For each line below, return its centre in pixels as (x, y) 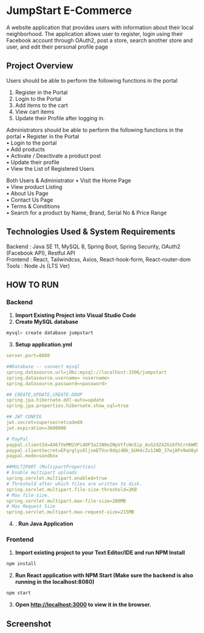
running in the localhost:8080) (55, 582)
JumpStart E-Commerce (69, 11)
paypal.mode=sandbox (32, 456)
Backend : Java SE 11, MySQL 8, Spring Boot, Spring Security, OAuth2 (93, 246)
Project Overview (40, 66)
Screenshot (29, 624)
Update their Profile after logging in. (60, 118)
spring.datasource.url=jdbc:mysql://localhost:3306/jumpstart (87, 372)
